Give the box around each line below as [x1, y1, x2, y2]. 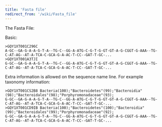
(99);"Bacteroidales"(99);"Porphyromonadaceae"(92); [5, 109, 114, 114]
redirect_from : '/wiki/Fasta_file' [5, 12, 77, 17]
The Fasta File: [5, 25, 35, 31]
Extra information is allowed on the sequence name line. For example [5, 73, 144, 79]
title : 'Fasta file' [5, 7, 47, 12]
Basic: [5, 35, 18, 40]
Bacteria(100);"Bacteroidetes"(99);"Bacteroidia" [39, 88, 143, 93]
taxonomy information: [5, 79, 50, 85]
